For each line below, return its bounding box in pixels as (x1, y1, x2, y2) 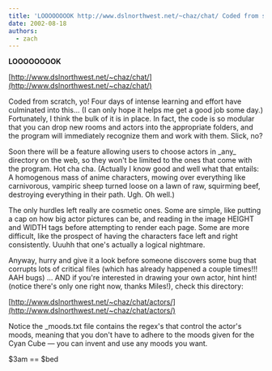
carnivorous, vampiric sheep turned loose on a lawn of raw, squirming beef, (8, 181, 261, 191)
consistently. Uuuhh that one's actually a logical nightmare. (8, 240, 206, 249)
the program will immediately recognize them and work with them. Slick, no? (8, 131, 263, 141)
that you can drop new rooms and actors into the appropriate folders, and (8, 122, 253, 132)
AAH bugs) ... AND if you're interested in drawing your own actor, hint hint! (8, 273, 257, 283)
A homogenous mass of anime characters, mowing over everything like (8, 173, 246, 182)
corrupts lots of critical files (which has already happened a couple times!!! (8, 264, 257, 274)
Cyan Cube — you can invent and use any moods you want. (8, 339, 208, 348)
